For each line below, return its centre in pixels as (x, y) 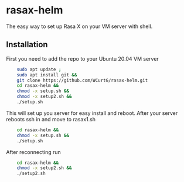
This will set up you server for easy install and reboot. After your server (92, 113)
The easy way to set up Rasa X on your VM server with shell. (79, 26)
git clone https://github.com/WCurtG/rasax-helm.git (82, 80)
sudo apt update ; (39, 69)
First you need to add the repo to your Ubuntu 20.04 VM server (83, 58)
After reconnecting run (34, 152)
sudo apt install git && (47, 75)
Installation (27, 45)
